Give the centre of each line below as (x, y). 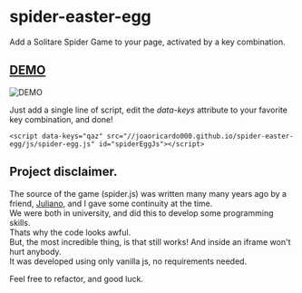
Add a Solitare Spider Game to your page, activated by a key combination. (147, 42)
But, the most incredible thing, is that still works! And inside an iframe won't (150, 241)
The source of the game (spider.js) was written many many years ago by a (148, 193)
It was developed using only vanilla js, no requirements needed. (128, 261)
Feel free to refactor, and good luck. (76, 278)
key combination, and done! (61, 119)
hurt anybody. (35, 251)
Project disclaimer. (63, 172)
